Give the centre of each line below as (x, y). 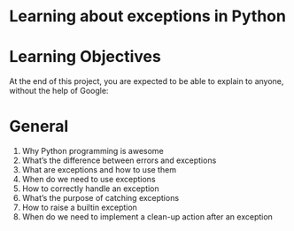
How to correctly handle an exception (90, 189)
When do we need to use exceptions (89, 180)
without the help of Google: (59, 91)
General (39, 127)
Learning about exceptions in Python (147, 16)
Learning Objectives (85, 57)
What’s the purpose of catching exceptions (101, 198)
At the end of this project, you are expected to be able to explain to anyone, (147, 81)
